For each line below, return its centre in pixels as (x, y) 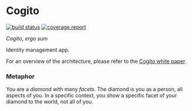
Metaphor (20, 76)
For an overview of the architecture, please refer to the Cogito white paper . (96, 61)
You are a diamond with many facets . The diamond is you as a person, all (95, 89)
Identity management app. (38, 50)
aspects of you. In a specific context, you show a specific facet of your (92, 96)
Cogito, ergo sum (27, 38)
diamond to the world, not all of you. (50, 102)
